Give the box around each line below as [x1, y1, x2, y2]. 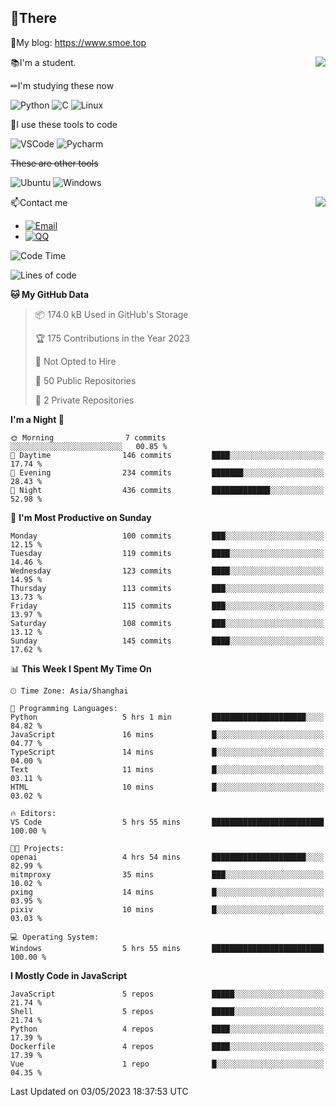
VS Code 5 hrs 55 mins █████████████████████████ [10, 817, 325, 827]
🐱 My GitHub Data [10, 288, 90, 300]
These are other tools [10, 157, 99, 169]
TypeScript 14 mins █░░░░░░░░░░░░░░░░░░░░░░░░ [10, 747, 325, 757]
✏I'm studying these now [10, 79, 115, 91]
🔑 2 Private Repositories [34, 394, 135, 406]
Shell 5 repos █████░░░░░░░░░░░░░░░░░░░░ [10, 1006, 325, 1016]
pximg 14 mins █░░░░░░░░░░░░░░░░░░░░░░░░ [10, 887, 325, 897]
